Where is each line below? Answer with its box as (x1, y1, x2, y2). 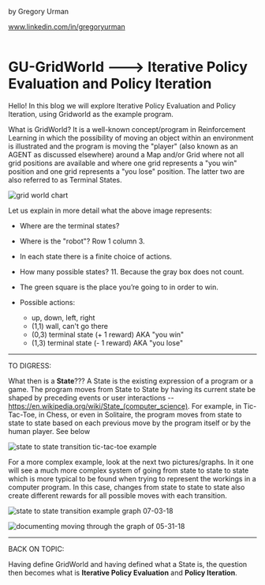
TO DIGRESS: (8, 360, 51, 370)
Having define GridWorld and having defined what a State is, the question (8, 559, 248, 568)
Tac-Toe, (8, 409, 37, 419)
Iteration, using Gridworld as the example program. (8, 109, 174, 119)
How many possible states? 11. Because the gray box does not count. (19, 266, 244, 276)
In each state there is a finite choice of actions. (19, 251, 172, 261)
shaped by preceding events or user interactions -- (8, 393, 175, 402)
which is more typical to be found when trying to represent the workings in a (8, 474, 256, 483)
